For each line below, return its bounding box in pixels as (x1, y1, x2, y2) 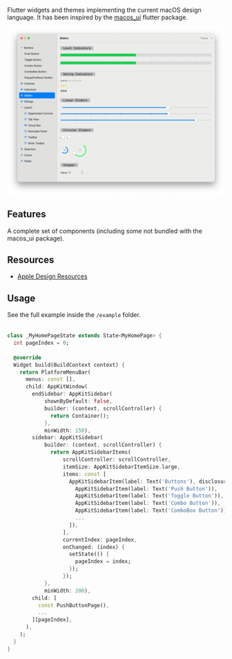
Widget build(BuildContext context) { (13, 361, 126, 368)
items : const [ (62, 470, 107, 477)
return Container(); (50, 412, 110, 419)
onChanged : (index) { (62, 544, 126, 551)
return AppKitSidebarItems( (50, 449, 131, 456)
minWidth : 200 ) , (43, 587, 91, 594)
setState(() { (68, 551, 110, 558)
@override (13, 354, 41, 361)
